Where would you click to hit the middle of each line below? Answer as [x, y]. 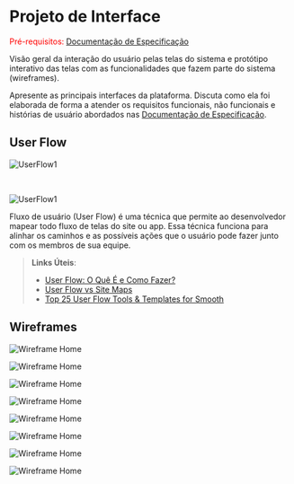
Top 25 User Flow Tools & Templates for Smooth [134, 299]
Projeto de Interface [85, 17]
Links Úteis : [53, 262]
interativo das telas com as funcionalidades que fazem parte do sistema [143, 68]
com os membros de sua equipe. [70, 245]
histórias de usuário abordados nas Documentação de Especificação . [138, 114]
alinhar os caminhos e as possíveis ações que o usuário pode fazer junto [144, 235]
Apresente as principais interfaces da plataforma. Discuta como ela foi [140, 95]
